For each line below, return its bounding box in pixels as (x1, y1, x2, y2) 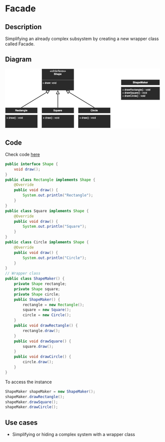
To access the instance (5, 379, 52, 385)
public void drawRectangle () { (14, 323, 78, 328)
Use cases (5, 418, 38, 427)
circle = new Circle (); (23, 313, 71, 318)
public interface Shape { (5, 161, 58, 166)
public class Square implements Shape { (5, 208, 89, 213)
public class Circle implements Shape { (5, 240, 89, 245)
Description (5, 23, 42, 31)
